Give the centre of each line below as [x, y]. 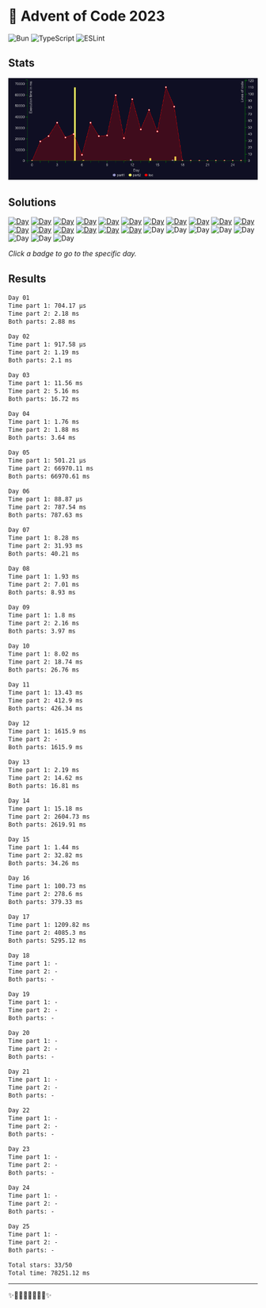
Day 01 [19, 298]
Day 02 [19, 337]
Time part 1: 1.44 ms [44, 848]
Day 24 [19, 1188]
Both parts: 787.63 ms [46, 515]
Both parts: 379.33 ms [46, 902]
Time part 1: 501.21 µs [47, 461]
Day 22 [19, 1110]
